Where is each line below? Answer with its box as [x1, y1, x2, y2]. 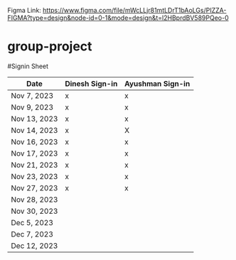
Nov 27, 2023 [11, 183, 58, 193]
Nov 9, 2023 [11, 102, 54, 112]
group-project [7, 38, 92, 55]
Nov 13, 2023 [11, 114, 58, 124]
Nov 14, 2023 [11, 125, 58, 135]
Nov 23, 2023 [11, 171, 58, 181]
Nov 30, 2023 [11, 206, 58, 216]
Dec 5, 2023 [11, 217, 53, 227]
